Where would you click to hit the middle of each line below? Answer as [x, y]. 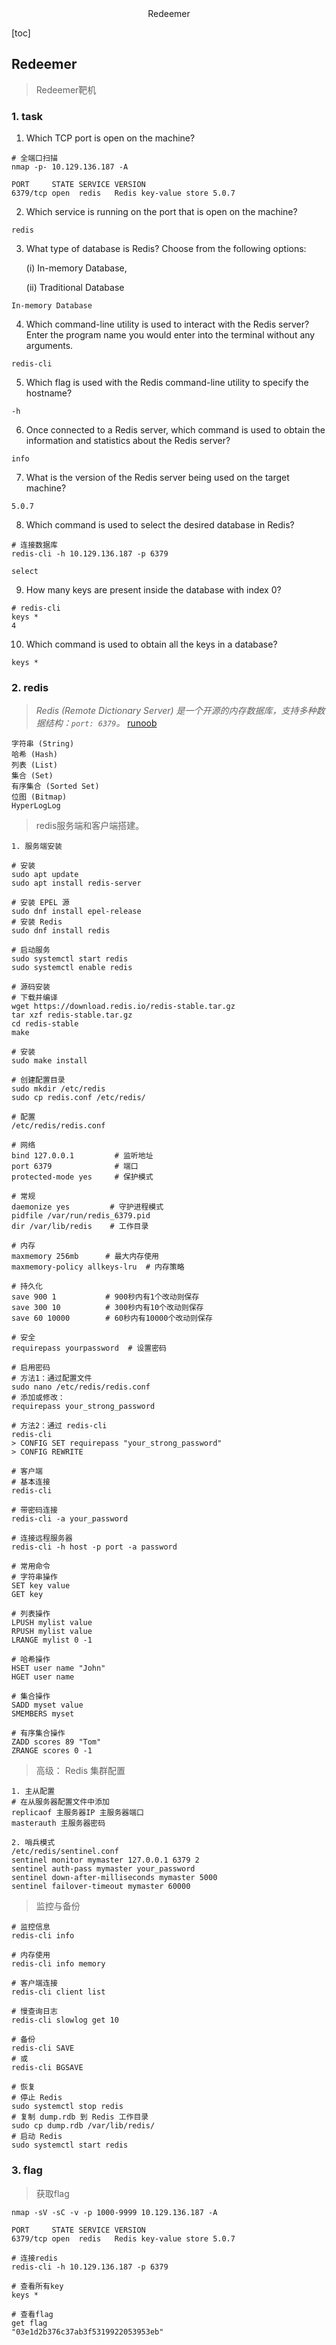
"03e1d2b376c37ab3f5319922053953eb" [87, 2332]
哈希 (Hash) [34, 755]
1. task [27, 116]
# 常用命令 [31, 1567]
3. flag [27, 2170]
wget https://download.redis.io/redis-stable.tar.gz [123, 1007]
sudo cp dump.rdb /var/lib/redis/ [83, 2126]
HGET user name [43, 1677]
